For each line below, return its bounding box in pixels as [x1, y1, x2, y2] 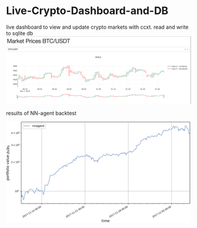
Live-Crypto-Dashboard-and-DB [6, 4, 169, 18]
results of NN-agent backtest [6, 110, 77, 117]
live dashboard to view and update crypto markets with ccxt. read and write [6, 23, 189, 30]
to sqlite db [6, 29, 33, 36]
